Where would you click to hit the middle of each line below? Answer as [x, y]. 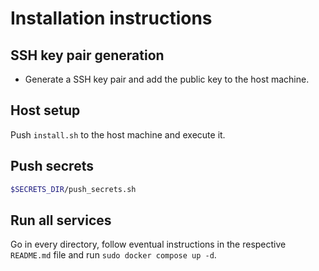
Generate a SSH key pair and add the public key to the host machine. [167, 79]
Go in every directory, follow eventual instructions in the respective [148, 244]
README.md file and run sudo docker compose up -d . [113, 255]
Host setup [45, 110]
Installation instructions [111, 18]
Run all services [61, 220]
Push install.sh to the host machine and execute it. [118, 134]
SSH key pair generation [87, 55]
